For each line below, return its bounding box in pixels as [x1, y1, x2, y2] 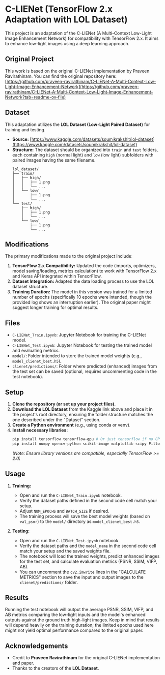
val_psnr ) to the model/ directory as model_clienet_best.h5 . [19, 518, 140, 524]
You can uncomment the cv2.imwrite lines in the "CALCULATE [19, 569, 146, 575]
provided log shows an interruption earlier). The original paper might [12, 299, 151, 306]
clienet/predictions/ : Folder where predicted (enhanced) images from [12, 363, 157, 369]
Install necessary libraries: [12, 427, 68, 433]
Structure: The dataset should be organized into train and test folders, [12, 147, 158, 153]
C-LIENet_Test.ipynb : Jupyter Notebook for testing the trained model [12, 342, 152, 348]
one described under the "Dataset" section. [12, 417, 101, 423]
